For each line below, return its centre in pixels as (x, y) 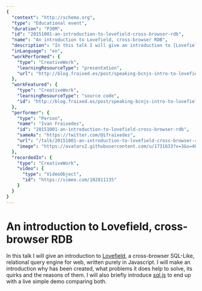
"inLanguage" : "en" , (37, 51)
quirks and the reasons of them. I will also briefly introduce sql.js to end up (99, 275)
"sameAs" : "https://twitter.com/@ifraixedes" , (76, 135)
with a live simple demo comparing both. (57, 281)
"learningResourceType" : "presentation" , (69, 68)
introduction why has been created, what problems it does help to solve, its (99, 269)
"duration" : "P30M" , (37, 29)
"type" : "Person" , (40, 118)
